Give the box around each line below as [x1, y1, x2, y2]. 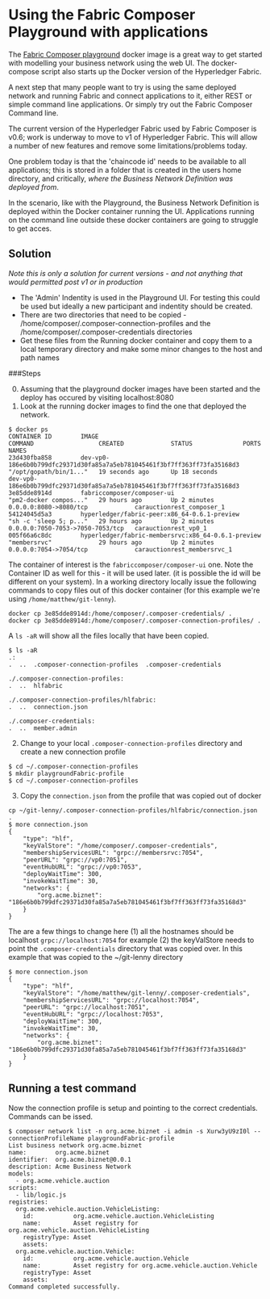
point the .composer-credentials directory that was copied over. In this [8, 943, 243, 953]
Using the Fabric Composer [8, 6, 196, 24]
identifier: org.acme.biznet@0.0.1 [8, 1155, 131, 1163]
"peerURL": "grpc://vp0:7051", [23, 856, 128, 864]
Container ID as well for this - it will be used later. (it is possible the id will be [8, 568, 261, 578]
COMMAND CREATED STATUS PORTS [8, 439, 262, 447]
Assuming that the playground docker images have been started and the [19, 383, 260, 393]
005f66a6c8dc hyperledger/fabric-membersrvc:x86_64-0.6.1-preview [8, 531, 262, 539]
